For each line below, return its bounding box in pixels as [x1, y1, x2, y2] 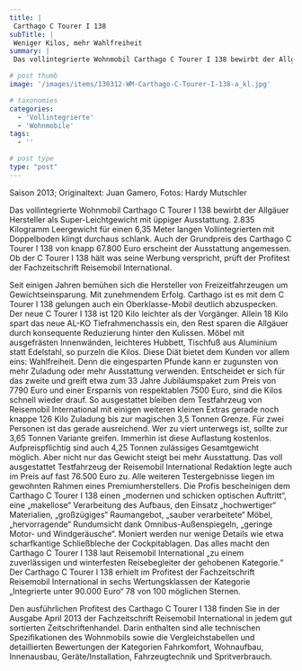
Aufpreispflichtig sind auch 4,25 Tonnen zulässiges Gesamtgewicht [9, 442, 259, 453]
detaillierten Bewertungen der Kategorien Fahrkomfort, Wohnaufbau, [9, 641, 264, 652]
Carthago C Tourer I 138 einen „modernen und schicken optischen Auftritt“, [9, 490, 288, 501]
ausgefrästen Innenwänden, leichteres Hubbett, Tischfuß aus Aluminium [9, 337, 278, 348]
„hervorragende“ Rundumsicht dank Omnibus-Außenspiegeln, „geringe [9, 519, 273, 530]
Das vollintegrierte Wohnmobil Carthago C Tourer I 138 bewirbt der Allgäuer [9, 204, 289, 215]
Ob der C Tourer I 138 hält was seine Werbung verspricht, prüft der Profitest [9, 252, 290, 263]
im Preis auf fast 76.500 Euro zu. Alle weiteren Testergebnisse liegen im [9, 470, 276, 482]
